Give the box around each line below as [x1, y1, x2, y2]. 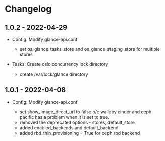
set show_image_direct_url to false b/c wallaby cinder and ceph [19, 109, 152, 115]
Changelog [5, 3, 52, 15]
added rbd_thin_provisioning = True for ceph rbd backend [19, 130, 140, 136]
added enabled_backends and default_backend [19, 124, 119, 131]
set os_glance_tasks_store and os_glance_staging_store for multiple [19, 46, 160, 52]
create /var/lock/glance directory [19, 71, 88, 77]
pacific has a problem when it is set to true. [19, 114, 109, 120]
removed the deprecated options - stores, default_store [19, 119, 135, 125]
